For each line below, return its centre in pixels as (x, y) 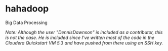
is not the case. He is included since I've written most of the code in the (80, 37)
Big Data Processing (27, 22)
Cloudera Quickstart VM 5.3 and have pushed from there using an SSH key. (84, 42)
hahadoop (27, 9)
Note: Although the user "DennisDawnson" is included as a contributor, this (84, 32)
